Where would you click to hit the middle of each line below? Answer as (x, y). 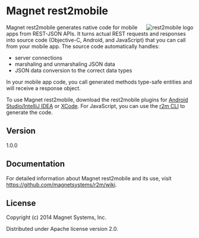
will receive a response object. (44, 88)
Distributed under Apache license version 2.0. (62, 229)
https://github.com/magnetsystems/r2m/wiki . (61, 185)
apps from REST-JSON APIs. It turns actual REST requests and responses (96, 33)
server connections (38, 58)
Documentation (36, 164)
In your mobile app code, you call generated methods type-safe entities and (99, 82)
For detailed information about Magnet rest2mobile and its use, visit (89, 178)
